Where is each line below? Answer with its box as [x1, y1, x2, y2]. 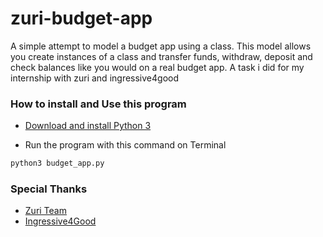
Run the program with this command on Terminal [24, 139, 227, 151]
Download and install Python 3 [24, 120, 152, 132]
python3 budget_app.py [10, 158, 105, 169]
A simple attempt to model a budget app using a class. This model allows [10, 40, 312, 52]
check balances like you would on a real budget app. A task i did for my [10, 61, 305, 73]
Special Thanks [10, 182, 88, 196]
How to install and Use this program [10, 97, 187, 111]
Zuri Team [24, 205, 67, 217]
